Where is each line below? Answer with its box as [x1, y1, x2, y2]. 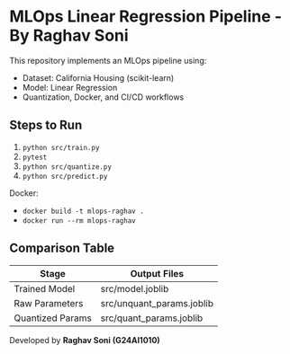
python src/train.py [22, 143, 100, 152]
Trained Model [14, 282, 76, 295]
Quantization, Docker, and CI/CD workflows [22, 92, 185, 102]
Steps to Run [9, 118, 83, 133]
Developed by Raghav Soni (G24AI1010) [9, 334, 160, 345]
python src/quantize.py [22, 162, 113, 172]
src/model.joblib [100, 282, 169, 295]
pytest [22, 153, 48, 162]
